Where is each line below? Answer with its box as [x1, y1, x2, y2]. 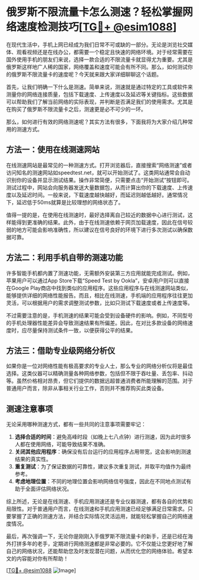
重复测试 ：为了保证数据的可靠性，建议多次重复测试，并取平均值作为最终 [14, 463, 191, 470]
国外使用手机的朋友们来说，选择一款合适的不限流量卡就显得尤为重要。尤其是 [6, 56, 193, 63]
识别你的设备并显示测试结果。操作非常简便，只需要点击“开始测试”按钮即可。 [6, 176, 192, 183]
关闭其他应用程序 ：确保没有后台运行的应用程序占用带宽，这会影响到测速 [14, 448, 191, 455]
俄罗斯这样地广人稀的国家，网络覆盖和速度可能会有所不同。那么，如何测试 [6, 63, 188, 70]
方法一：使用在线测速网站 [6, 145, 99, 155]
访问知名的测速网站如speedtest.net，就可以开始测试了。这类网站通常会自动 [6, 169, 191, 176]
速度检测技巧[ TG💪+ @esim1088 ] [17, 20, 177, 34]
